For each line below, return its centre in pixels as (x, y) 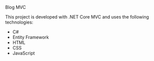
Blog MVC (16, 7)
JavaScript (24, 53)
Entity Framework (31, 37)
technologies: (19, 22)
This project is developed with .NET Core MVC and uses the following (77, 17)
